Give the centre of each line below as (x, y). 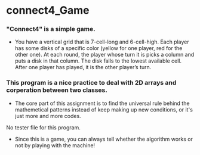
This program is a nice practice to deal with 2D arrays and (91, 83)
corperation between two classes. (57, 90)
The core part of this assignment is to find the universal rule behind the (102, 103)
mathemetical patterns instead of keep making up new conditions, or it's (104, 109)
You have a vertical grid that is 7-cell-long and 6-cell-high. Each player (102, 42)
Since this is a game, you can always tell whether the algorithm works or (104, 139)
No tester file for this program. (43, 127)
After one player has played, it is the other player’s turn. (83, 67)
